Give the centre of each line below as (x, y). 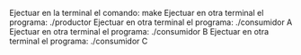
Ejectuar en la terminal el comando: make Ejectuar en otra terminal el (137, 13)
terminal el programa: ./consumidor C (79, 41)
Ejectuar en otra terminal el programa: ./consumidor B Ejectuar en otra (139, 31)
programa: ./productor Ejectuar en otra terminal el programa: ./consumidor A (151, 22)
